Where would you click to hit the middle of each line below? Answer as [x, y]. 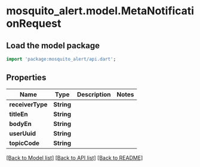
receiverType [28, 104]
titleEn [19, 114]
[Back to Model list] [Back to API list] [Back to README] [75, 157]
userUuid [23, 133]
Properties [26, 78]
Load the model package [53, 45]
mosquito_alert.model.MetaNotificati [100, 11]
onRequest [34, 23]
